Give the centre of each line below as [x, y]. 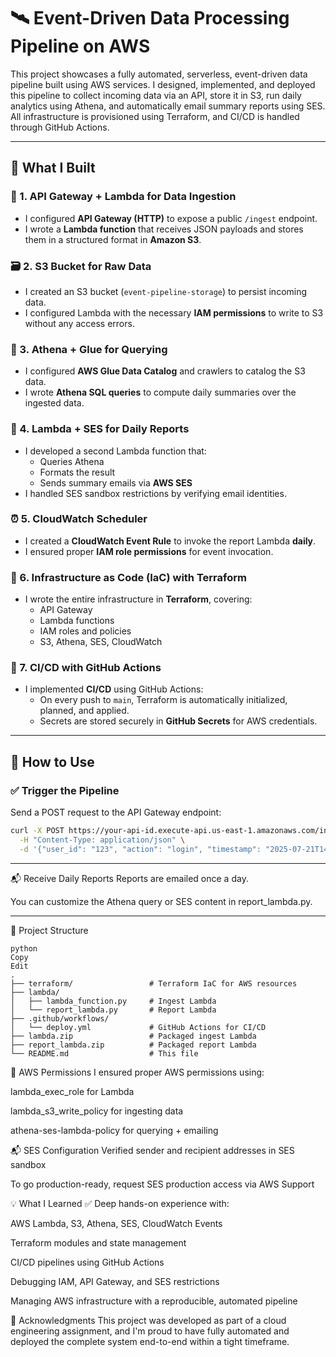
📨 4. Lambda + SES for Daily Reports [100, 429]
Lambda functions [77, 621]
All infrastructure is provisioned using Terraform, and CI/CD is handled [155, 116]
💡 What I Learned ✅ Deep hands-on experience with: [120, 1203]
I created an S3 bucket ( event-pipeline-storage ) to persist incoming [166, 291]
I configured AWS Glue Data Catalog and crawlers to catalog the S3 [165, 371]
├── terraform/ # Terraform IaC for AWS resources [154, 983]
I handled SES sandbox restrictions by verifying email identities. [155, 493]
